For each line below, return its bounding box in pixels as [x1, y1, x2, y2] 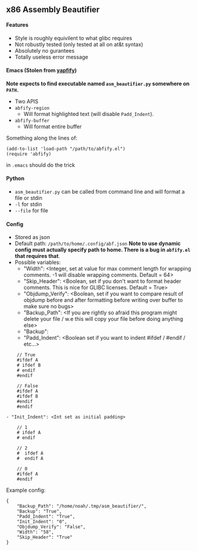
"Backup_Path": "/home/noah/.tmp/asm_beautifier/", [17, 503, 147, 510]
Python [6, 175, 25, 182]
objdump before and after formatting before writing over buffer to [23, 297, 183, 304]
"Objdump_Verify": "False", [17, 524, 86, 530]
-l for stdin [14, 201, 43, 208]
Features [6, 21, 28, 28]
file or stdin [14, 195, 43, 201]
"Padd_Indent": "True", [17, 514, 76, 520]
